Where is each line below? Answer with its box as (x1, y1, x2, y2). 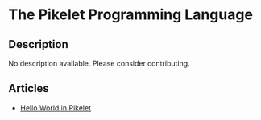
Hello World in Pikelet (19, 102, 91, 113)
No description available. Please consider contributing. (8, 58, 191, 68)
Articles (8, 82, 50, 95)
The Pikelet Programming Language (8, 6, 254, 24)
